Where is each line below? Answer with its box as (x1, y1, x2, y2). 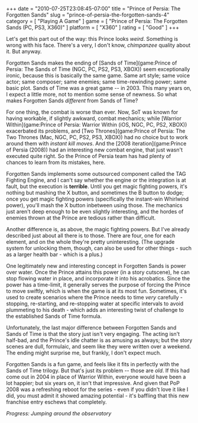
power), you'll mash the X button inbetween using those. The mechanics (6, 202, 183, 209)
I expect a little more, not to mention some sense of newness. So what (6, 91, 177, 98)
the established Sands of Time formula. (6, 313, 102, 319)
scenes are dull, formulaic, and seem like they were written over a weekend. (6, 343, 191, 350)
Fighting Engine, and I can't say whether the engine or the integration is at (6, 177, 186, 183)
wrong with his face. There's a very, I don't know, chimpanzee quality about (6, 41, 191, 49)
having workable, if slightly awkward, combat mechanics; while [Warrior (6, 115, 182, 122)
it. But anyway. (6, 48, 43, 55)
